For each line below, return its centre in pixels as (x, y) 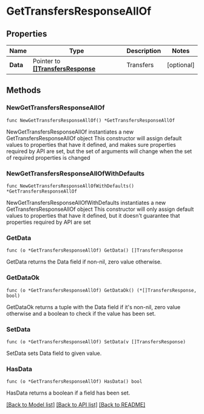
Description (144, 51)
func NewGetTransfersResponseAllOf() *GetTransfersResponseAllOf (90, 120)
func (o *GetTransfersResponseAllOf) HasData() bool (74, 382)
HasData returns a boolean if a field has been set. (68, 393)
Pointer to (46, 61)
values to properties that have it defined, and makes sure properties (91, 145)
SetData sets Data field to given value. (54, 353)
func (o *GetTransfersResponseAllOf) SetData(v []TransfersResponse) (96, 342)
